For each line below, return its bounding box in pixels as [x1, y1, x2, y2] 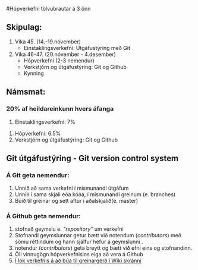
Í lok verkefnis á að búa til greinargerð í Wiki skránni [14, 257, 142, 264]
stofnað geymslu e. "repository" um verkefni [14, 225, 124, 233]
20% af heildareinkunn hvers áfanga [6, 105, 114, 113]
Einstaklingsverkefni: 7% [14, 118, 76, 125]
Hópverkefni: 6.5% [14, 130, 61, 137]
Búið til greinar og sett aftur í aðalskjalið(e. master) [14, 197, 139, 205]
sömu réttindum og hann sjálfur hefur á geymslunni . [14, 238, 143, 246]
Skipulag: [6, 22, 43, 32]
